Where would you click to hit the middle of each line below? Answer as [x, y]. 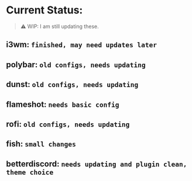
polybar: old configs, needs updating [76, 65]
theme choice [30, 172]
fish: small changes [41, 144]
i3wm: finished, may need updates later [82, 45]
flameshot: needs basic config [63, 104]
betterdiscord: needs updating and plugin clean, [97, 164]
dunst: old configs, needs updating [72, 84]
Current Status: [44, 10]
